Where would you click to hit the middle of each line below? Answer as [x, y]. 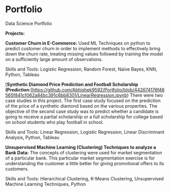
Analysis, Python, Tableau [32, 137]
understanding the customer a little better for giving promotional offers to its [85, 163]
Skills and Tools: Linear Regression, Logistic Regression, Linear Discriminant [85, 132]
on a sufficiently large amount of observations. [54, 59]
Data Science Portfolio [29, 23]
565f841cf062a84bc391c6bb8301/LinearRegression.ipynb [66, 95]
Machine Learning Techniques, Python [46, 184]
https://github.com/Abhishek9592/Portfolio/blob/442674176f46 [98, 89]
